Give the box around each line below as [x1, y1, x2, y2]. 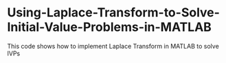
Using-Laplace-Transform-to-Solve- [7, 5, 220, 21]
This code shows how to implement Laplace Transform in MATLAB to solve [7, 42, 220, 50]
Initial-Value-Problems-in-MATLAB [7, 19, 212, 35]
